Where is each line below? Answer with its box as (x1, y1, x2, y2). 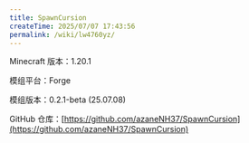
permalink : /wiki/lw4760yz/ (9, 30, 116, 39)
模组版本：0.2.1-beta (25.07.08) (9, 94, 127, 105)
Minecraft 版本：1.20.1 (9, 56, 92, 67)
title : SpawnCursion (9, 13, 88, 23)
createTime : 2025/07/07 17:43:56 (9, 22, 136, 31)
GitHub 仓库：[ (9, 114, 65, 125)
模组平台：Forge (9, 75, 71, 86)
